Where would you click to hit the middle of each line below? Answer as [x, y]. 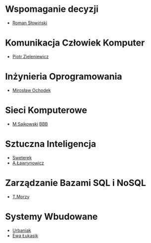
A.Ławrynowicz [28, 163]
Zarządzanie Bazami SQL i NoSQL [75, 183]
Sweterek [22, 157]
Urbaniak [22, 230]
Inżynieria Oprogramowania [64, 76]
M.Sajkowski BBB [30, 124]
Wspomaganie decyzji [52, 9]
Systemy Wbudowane [51, 217]
